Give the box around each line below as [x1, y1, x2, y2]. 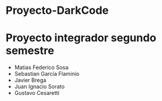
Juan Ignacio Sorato [14, 83, 65, 90]
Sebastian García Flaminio [14, 70, 80, 78]
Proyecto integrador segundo [5, 31, 157, 45]
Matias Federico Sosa [14, 64, 69, 71]
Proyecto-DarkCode [5, 4, 109, 17]
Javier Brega [14, 76, 47, 84]
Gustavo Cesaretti [14, 90, 60, 97]
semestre [5, 44, 54, 58]
